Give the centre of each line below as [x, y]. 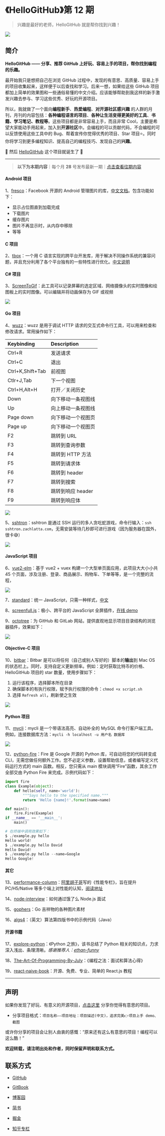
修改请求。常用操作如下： [31, 331]
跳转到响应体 [66, 500]
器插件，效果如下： [25, 627]
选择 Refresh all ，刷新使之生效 [44, 695]
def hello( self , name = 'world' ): [47, 791]
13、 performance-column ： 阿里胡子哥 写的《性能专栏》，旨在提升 [71, 882]
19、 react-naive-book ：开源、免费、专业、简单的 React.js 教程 [69, 971]
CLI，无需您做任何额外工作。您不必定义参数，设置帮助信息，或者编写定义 [79, 760]
